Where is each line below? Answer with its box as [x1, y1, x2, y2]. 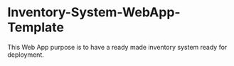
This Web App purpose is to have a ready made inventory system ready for [7, 43, 228, 51]
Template [7, 19, 64, 35]
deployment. [7, 50, 44, 59]
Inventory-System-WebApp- [7, 4, 181, 21]
